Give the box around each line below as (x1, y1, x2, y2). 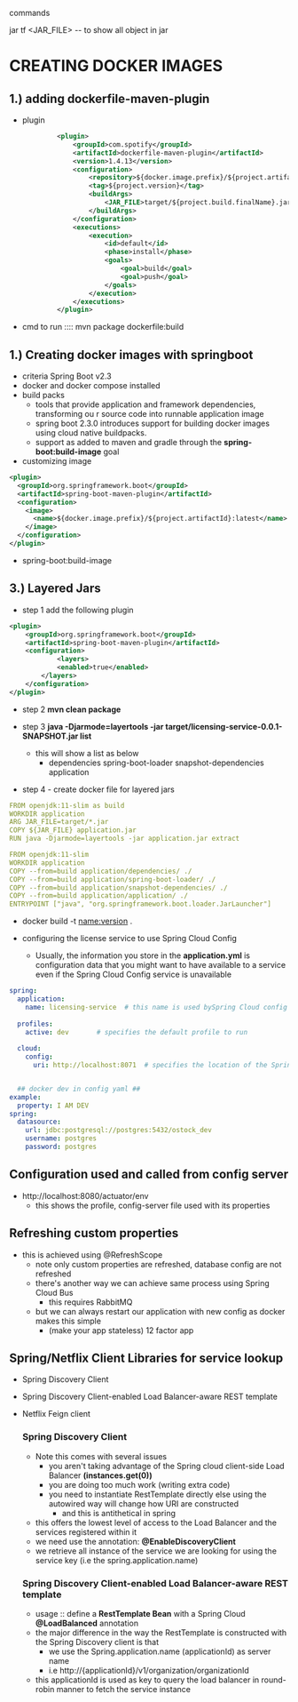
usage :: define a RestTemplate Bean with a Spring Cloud (35, 1608, 246, 1618)
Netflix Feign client (21, 1409, 91, 1419)
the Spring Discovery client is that (35, 1636, 160, 1647)
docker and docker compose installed (21, 380, 161, 391)
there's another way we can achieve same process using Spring (35, 1277, 270, 1288)
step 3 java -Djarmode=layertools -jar (21, 721, 164, 731)
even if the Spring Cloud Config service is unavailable (35, 969, 232, 980)
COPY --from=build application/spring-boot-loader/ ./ (9, 875, 216, 883)
